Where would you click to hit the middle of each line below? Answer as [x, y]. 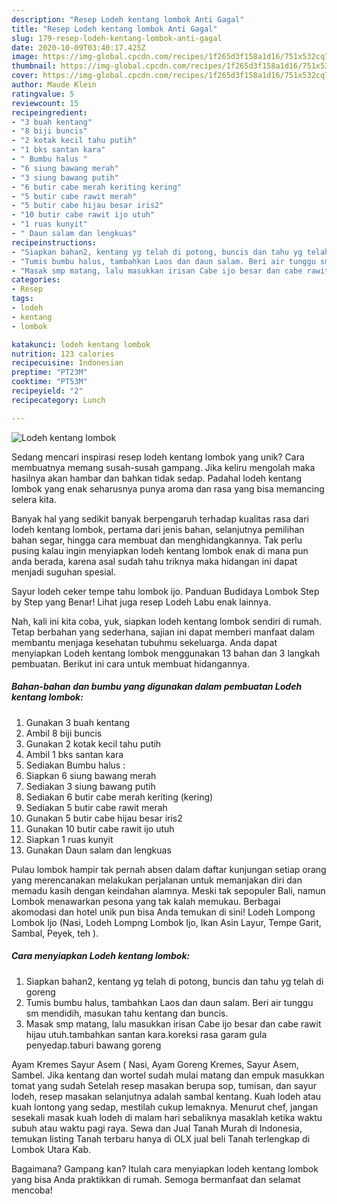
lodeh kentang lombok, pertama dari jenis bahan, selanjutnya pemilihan [158, 529]
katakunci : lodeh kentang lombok [81, 344]
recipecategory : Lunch [58, 400]
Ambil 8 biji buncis [64, 733]
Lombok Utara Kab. [51, 1149]
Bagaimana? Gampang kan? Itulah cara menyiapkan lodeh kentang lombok [165, 1168]
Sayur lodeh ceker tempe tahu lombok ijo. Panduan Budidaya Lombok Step [165, 591]
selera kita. [34, 499]
